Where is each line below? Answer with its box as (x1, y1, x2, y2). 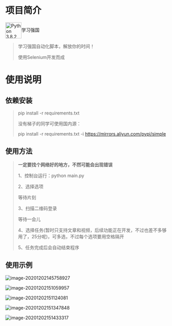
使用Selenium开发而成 (17, 54, 65, 60)
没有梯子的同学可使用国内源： (17, 120, 81, 126)
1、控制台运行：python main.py (17, 172, 85, 179)
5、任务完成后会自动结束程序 (17, 244, 80, 251)
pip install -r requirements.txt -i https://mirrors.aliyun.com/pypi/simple (17, 130, 166, 137)
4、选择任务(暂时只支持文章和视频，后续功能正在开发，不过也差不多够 (17, 227, 167, 233)
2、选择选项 (17, 183, 44, 189)
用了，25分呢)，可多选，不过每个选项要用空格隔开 (17, 233, 124, 239)
